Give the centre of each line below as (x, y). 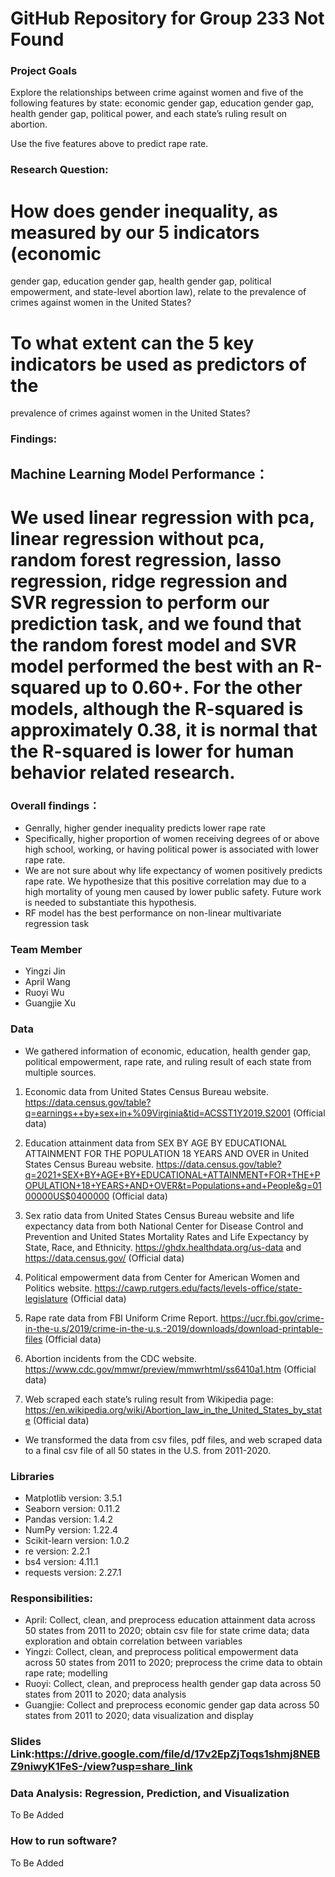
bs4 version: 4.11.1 (61, 1561)
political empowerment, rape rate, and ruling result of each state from (168, 1061)
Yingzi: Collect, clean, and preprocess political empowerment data (161, 1652)
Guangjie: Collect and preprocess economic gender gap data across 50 (172, 1705)
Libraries (32, 1476)
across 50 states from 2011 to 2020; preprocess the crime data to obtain (173, 1663)
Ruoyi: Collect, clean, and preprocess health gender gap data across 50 (173, 1684)
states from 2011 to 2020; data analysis (105, 1694)
